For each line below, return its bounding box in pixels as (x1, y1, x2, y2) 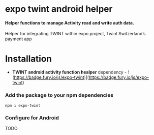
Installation (5, 53, 52, 64)
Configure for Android (5, 114, 59, 121)
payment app (5, 36, 32, 42)
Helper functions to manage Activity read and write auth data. (5, 20, 134, 25)
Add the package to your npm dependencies (5, 92, 114, 99)
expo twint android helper (5, 3, 113, 15)
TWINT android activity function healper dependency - (12, 69, 127, 75)
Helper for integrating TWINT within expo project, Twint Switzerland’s (5, 31, 146, 37)
